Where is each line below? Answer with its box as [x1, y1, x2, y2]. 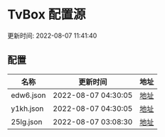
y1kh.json [11, 104, 44, 114]
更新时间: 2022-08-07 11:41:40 [7, 31, 97, 40]
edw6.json [11, 90, 46, 100]
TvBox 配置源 [7, 6, 86, 23]
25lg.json [11, 116, 43, 126]
